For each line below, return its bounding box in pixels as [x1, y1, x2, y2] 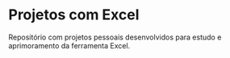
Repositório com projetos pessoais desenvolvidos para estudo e [8, 32, 222, 42]
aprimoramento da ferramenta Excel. [8, 40, 131, 50]
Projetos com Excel [8, 6, 140, 24]
